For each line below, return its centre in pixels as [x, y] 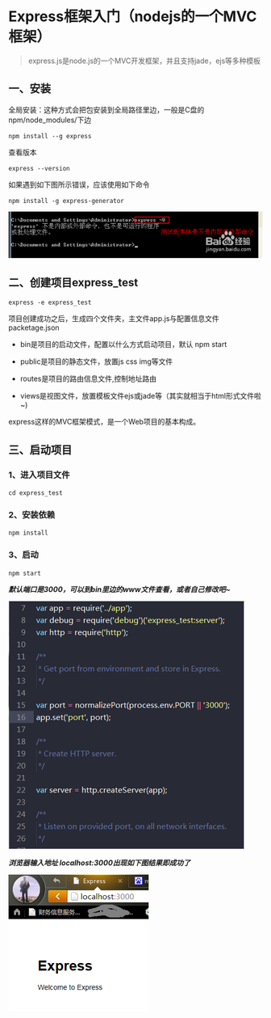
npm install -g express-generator [67, 201]
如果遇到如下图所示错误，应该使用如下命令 [79, 184]
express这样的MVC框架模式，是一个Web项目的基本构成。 [104, 422]
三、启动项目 [40, 450]
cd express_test [35, 493]
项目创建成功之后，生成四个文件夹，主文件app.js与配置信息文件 [114, 319]
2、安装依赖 [32, 515]
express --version [39, 168]
